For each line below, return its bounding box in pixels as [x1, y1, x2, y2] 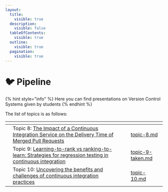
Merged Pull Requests [12, 138, 64, 145]
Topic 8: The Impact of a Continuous [12, 125, 98, 132]
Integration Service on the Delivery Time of [12, 131, 114, 138]
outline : [9, 40, 28, 45]
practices [12, 179, 35, 186]
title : [9, 12, 23, 17]
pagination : [9, 49, 35, 54]
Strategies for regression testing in [27, 152, 108, 159]
